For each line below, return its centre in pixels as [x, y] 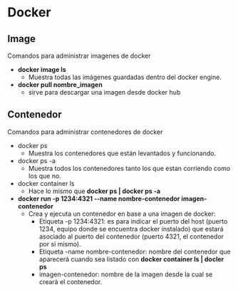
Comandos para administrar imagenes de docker [79, 56]
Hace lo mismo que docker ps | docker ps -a [94, 191]
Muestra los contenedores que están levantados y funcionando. [122, 153]
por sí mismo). [60, 244]
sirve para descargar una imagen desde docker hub [104, 92]
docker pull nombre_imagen [60, 85]
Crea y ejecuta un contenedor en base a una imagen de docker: [122, 214]
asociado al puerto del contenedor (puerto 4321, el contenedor [131, 236]
